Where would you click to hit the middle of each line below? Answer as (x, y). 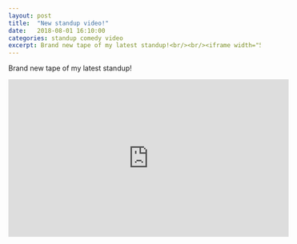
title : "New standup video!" (59, 23)
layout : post (30, 16)
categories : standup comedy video (66, 38)
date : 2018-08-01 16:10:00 (57, 30)
